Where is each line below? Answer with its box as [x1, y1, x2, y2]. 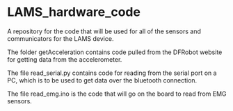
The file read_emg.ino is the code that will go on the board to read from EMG [7, 89, 227, 98]
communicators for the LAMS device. [7, 34, 114, 42]
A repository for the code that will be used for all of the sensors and [7, 27, 202, 35]
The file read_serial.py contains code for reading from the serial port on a [7, 69, 217, 77]
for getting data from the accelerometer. [7, 55, 122, 63]
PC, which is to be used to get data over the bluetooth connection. [7, 76, 198, 84]
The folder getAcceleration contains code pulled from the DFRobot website [7, 48, 223, 56]
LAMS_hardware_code [7, 4, 141, 20]
